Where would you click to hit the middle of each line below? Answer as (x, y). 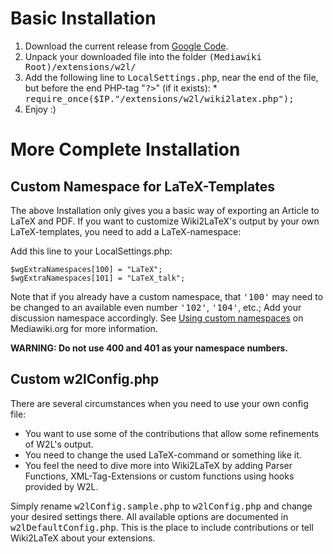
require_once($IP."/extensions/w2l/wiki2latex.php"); (159, 98)
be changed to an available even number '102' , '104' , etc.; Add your (156, 307)
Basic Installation (83, 18)
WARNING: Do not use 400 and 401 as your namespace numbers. (149, 348)
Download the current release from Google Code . (126, 46)
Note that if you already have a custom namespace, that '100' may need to (167, 296)
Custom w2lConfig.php (85, 379)
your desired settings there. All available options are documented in (149, 516)
